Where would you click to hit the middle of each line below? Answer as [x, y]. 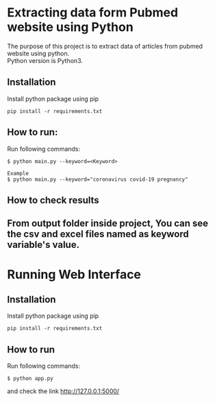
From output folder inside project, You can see [108, 224]
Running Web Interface [74, 274]
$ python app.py [30, 379]
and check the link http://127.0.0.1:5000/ [63, 391]
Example [18, 173]
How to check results [53, 200]
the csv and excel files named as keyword [98, 234]
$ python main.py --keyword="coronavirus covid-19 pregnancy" [98, 179]
